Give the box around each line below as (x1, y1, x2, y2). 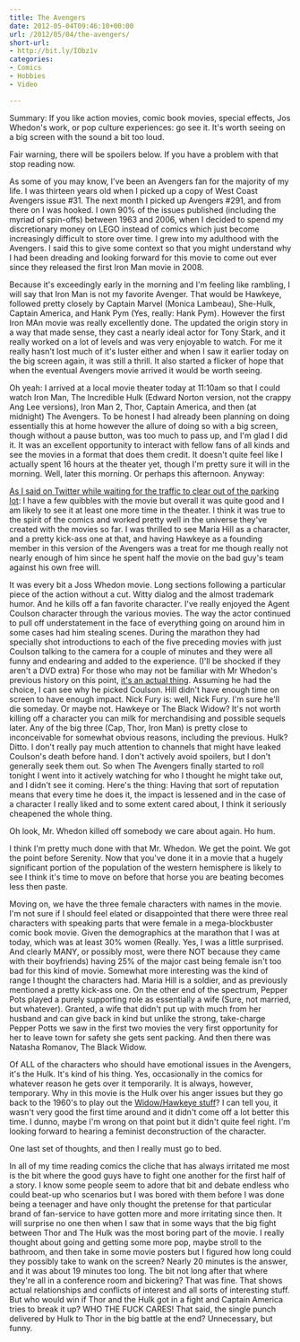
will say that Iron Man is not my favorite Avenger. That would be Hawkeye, (9, 288, 282, 299)
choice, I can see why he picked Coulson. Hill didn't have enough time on (9, 684, 280, 695)
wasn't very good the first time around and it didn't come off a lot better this (9, 1106, 289, 1118)
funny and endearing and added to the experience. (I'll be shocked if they (9, 655, 281, 666)
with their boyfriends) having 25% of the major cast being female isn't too (9, 955, 282, 966)
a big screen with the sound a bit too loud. (9, 131, 165, 142)
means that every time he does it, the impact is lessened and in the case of (9, 789, 287, 800)
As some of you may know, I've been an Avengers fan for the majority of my (9, 176, 289, 187)
